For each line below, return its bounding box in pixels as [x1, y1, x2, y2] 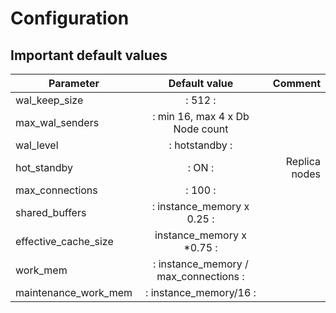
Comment [272, 77, 321, 90]
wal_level [15, 138, 59, 152]
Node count [173, 122, 229, 136]
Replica [285, 155, 321, 168]
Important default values [10, 47, 168, 64]
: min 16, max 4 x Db [152, 110, 250, 123]
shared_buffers [15, 206, 87, 219]
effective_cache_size [15, 235, 114, 248]
